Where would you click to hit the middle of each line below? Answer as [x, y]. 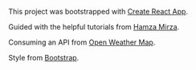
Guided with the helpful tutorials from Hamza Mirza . [94, 27]
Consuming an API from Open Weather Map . [82, 42]
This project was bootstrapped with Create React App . [98, 12]
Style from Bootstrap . [44, 58]
